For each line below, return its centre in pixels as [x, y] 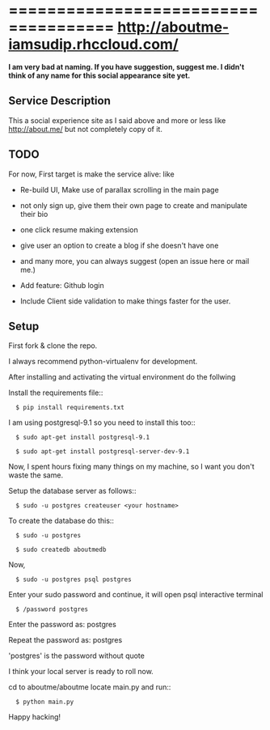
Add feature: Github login [62, 285]
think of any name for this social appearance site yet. [99, 75]
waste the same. [36, 475]
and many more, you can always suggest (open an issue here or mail [135, 261]
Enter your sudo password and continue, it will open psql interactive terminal [136, 595]
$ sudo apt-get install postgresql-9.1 [83, 438]
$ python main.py [45, 702]
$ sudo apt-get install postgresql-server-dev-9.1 [103, 452]
